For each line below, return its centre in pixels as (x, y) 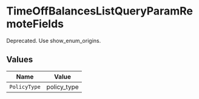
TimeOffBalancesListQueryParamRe (99, 11)
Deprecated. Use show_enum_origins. (54, 40)
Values (20, 59)
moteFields (35, 24)
